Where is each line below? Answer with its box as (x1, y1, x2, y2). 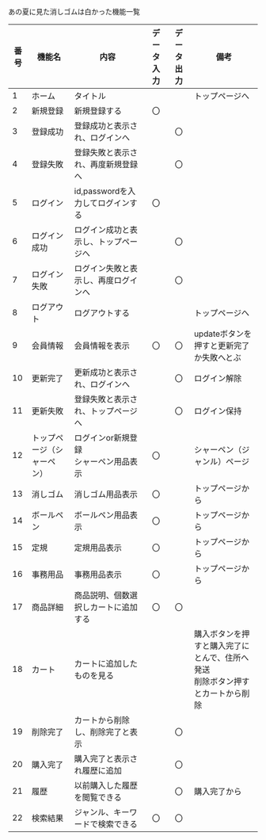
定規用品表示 (74, 542, 123, 553)
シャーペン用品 (74, 456, 131, 467)
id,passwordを (74, 185, 128, 197)
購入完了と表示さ (74, 754, 139, 764)
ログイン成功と (74, 224, 131, 235)
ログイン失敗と (74, 263, 131, 273)
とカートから (193, 688, 242, 699)
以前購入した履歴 (74, 780, 139, 791)
